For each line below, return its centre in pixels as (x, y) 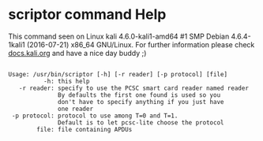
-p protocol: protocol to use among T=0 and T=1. (95, 116)
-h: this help (66, 81)
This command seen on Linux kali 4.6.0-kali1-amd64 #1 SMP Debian (119, 36)
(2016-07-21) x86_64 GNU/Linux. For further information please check (141, 44)
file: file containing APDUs (85, 129)
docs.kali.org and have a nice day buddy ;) (77, 53)
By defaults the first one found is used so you (139, 95)
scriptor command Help (87, 15)
